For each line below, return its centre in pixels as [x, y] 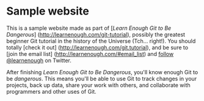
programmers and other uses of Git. [51, 91]
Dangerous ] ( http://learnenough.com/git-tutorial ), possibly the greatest [96, 34]
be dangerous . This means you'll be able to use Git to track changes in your [102, 78]
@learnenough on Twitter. [39, 60]
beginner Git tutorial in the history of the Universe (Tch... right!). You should [101, 41]
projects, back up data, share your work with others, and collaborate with [98, 85]
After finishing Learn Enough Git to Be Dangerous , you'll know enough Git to [102, 72]
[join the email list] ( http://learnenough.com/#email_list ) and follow [90, 54]
